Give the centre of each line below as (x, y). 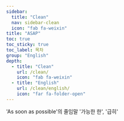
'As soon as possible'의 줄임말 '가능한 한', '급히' (62, 111)
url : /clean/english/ (43, 89)
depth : (14, 61)
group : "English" (27, 55)
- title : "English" (35, 83)
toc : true (18, 39)
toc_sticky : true (27, 45)
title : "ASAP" (24, 34)
